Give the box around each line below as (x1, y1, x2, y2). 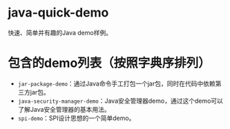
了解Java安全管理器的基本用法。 (17, 105, 111, 113)
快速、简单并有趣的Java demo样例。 (8, 28, 113, 37)
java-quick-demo (8, 5, 109, 21)
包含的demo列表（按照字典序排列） (8, 55, 211, 71)
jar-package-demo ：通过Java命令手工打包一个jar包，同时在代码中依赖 (17, 79, 216, 88)
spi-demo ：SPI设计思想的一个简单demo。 (17, 114, 135, 122)
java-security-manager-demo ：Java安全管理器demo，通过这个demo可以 (17, 97, 224, 105)
